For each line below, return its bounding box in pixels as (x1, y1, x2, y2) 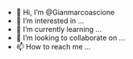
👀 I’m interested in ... (15, 16, 85, 26)
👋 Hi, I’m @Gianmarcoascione (15, 8, 115, 17)
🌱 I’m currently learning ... (15, 25, 102, 33)
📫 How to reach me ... (15, 42, 91, 51)
